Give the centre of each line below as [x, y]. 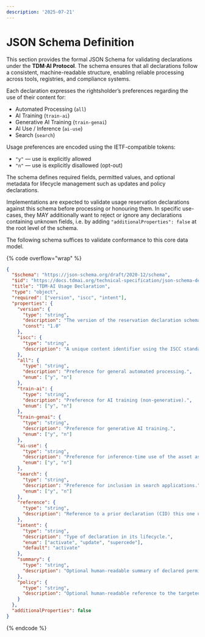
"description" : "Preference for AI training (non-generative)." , [107, 400]
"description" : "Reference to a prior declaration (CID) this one [109, 514]
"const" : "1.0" [42, 326]
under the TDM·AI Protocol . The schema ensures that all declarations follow [102, 65]
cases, [15, 215]
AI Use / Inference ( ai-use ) [49, 129]
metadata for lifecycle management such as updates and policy [86, 184]
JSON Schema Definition [70, 42]
